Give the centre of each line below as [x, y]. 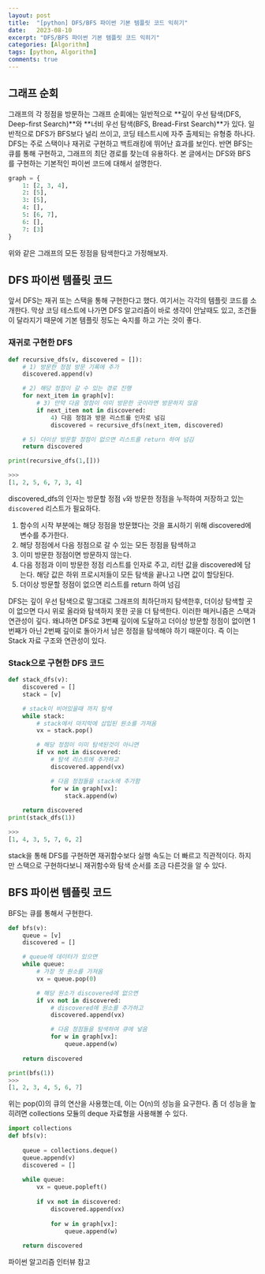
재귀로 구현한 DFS [41, 342]
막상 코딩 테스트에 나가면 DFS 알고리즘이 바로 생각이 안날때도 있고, [134, 310]
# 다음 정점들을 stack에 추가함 [95, 781]
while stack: [44, 716]
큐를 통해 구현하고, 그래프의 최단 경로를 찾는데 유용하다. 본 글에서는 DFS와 [122, 153]
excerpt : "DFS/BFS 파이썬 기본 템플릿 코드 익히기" [84, 37]
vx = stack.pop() [65, 730]
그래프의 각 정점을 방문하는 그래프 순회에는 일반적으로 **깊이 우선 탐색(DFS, [125, 114]
